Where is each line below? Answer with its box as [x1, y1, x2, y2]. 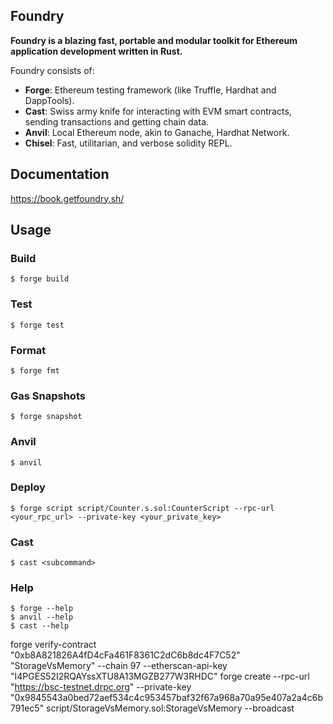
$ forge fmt [10, 365, 60, 376]
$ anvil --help [10, 612, 74, 623]
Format [10, 343, 47, 357]
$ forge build [10, 274, 70, 284]
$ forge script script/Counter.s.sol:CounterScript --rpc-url [10, 503, 275, 513]
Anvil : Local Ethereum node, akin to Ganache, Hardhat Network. [24, 126, 290, 138]
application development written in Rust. [10, 45, 183, 57]
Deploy [10, 480, 46, 494]
